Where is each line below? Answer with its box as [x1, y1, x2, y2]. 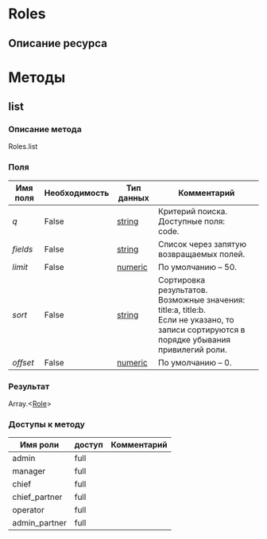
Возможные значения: [157, 294, 245, 305]
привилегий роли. [157, 344, 228, 355]
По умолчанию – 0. [157, 357, 232, 368]
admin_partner [12, 518, 68, 529]
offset [12, 357, 34, 368]
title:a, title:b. [157, 304, 207, 315]
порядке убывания [157, 334, 231, 345]
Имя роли [19, 439, 60, 451]
